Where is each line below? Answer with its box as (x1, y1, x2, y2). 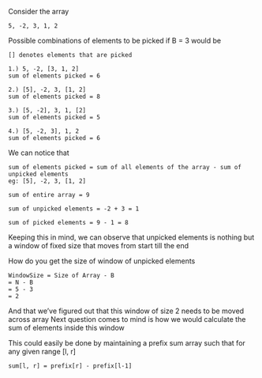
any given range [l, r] (8, 347, 77, 356)
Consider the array (8, 7, 69, 16)
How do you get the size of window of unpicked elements (8, 256, 196, 266)
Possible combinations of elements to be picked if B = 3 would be (8, 36, 222, 45)
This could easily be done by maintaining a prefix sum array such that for (8, 338, 246, 347)
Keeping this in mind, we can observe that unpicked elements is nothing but (8, 232, 255, 242)
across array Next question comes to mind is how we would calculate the (8, 315, 246, 323)
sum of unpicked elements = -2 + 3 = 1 (8, 205, 140, 213)
